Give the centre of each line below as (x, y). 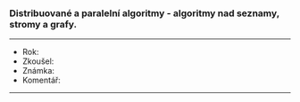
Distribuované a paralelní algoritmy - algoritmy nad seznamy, (144, 13)
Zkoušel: (38, 61)
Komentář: (41, 80)
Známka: (38, 71)
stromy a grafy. (43, 24)
